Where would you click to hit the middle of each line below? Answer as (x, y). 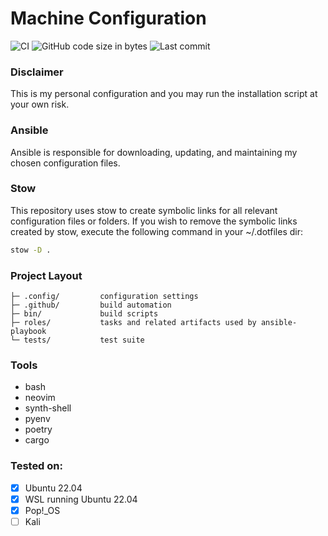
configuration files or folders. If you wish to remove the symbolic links (154, 221)
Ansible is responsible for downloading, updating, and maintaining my (154, 152)
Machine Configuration (108, 18)
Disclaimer (37, 72)
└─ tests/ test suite (77, 340)
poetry (38, 429)
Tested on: (36, 466)
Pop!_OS (42, 510)
